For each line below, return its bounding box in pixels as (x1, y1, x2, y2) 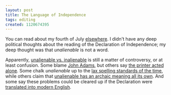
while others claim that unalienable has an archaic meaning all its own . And (5, 73, 164, 80)
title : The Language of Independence (5, 12, 86, 17)
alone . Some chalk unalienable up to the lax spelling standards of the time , (5, 68, 163, 74)
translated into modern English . (5, 84, 72, 90)
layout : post (5, 7, 33, 13)
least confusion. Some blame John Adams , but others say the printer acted (5, 62, 164, 68)
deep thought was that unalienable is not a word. (5, 47, 109, 53)
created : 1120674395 (5, 22, 50, 27)
